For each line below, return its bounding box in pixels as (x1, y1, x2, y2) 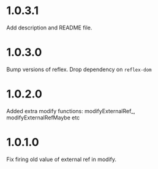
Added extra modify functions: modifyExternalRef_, (6, 107, 136, 115)
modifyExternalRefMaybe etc (6, 114, 80, 121)
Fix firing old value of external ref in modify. (6, 156, 116, 163)
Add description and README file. (6, 24, 92, 31)
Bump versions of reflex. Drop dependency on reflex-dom (6, 66, 152, 73)
